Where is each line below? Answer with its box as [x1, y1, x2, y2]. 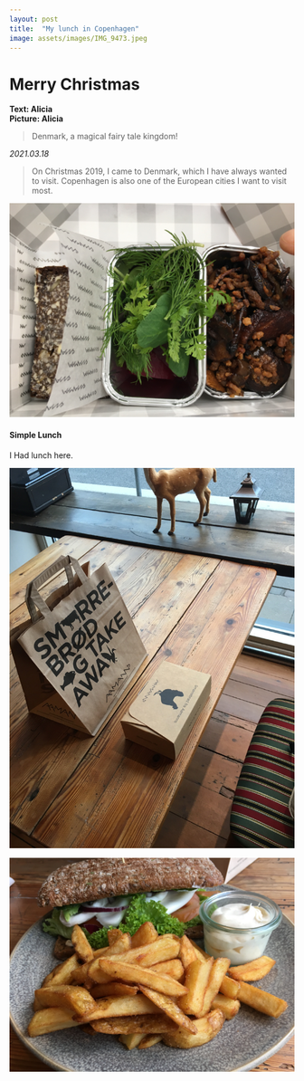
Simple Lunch [9, 429, 62, 440]
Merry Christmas [9, 73, 140, 94]
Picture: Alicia [9, 113, 63, 124]
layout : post [9, 14, 59, 24]
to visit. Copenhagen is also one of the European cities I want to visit [31, 176, 287, 187]
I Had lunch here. [9, 449, 74, 461]
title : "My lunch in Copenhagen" [9, 24, 140, 33]
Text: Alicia [9, 104, 52, 115]
